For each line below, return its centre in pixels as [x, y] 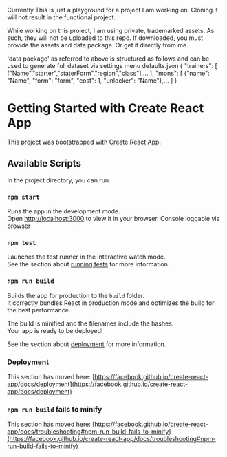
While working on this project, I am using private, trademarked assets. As [111, 31]
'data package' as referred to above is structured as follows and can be [108, 59]
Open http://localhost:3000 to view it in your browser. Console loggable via [113, 219]
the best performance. [39, 310]
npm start [23, 197]
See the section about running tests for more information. [88, 264]
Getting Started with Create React [106, 108]
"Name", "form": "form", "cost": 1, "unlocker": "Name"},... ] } [92, 81]
